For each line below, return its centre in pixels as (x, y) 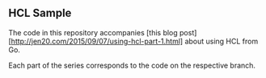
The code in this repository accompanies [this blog (93, 32)
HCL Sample (40, 13)
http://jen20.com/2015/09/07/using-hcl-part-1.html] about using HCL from (135, 41)
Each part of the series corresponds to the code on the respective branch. (132, 65)
